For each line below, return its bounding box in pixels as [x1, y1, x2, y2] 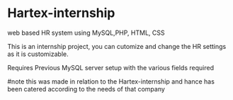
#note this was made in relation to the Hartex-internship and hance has [7, 77, 215, 86]
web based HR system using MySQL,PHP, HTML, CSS [7, 28, 165, 37]
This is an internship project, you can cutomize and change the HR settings [7, 42, 227, 50]
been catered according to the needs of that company [7, 84, 165, 93]
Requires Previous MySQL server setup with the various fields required [7, 63, 215, 72]
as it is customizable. [7, 50, 69, 58]
